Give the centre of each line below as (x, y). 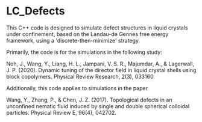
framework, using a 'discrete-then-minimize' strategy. (73, 40)
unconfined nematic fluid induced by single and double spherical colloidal (98, 106)
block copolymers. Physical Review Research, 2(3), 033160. (81, 76)
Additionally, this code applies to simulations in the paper (77, 88)
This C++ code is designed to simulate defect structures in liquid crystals (97, 28)
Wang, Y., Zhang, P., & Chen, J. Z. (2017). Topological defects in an (89, 100)
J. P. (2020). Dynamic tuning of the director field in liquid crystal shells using (101, 70)
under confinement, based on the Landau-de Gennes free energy (87, 34)
